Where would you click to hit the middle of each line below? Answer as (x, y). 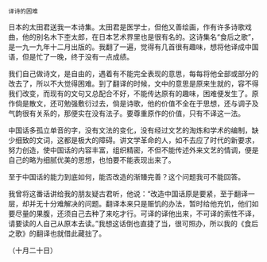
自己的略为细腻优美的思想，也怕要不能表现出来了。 (92, 160)
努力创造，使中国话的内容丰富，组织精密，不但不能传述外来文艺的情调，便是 (133, 150)
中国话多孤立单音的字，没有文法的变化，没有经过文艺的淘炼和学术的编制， (130, 130)
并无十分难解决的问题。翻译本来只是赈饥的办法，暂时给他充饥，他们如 (144, 204)
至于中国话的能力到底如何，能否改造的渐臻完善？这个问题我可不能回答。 (126, 177)
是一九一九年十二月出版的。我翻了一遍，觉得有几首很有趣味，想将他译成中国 (133, 47)
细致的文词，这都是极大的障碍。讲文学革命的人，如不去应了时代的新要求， (137, 140)
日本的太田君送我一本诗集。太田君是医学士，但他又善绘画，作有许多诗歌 (126, 27)
